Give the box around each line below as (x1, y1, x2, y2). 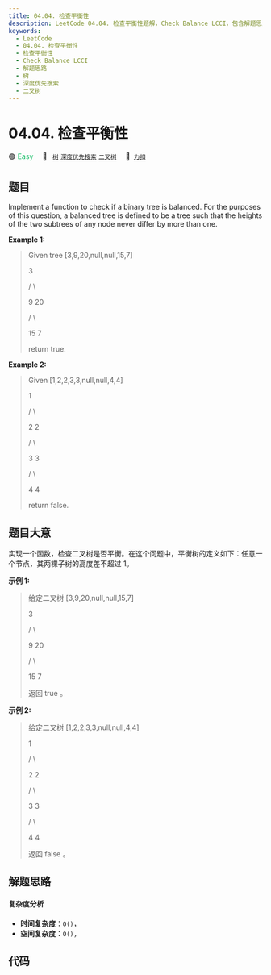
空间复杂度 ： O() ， (19, 928, 81, 938)
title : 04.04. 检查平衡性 (8, 11, 90, 20)
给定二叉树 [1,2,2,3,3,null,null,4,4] (27, 723, 140, 732)
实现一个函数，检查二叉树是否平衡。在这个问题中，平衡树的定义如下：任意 (8, 548, 256, 558)
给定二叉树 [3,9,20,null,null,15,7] (27, 593, 135, 602)
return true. (27, 344, 66, 354)
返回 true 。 (27, 688, 67, 698)
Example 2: (8, 360, 47, 369)
